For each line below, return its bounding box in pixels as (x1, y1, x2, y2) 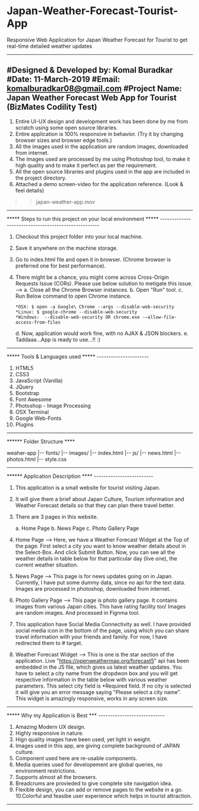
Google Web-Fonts (15, 415, 61, 422)
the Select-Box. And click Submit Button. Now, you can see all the (15, 548, 175, 556)
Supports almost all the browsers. (15, 773, 97, 780)
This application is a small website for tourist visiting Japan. (15, 484, 161, 491)
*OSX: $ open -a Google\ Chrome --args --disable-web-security (15, 304, 175, 310)
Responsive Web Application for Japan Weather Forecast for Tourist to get (6, 36, 188, 43)
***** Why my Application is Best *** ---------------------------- (6, 712, 165, 719)
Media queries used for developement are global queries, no (15, 761, 163, 768)
